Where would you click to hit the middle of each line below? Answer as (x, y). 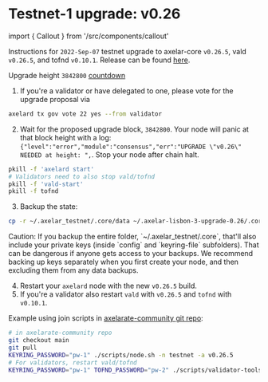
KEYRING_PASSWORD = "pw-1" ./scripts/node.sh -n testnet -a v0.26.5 (121, 355)
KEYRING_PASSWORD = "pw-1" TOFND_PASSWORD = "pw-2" (89, 370)
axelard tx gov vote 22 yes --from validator (85, 114)
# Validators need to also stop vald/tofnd (82, 176)
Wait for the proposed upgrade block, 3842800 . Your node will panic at (134, 129)
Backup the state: (49, 207)
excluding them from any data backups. (73, 270)
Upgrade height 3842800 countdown (67, 75)
